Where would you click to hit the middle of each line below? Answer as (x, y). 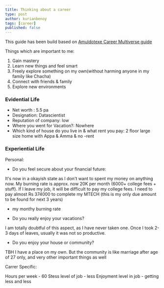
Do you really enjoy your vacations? (48, 218)
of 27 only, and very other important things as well (56, 257)
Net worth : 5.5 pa (30, 110)
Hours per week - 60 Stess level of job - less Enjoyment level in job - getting (82, 276)
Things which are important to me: (40, 51)
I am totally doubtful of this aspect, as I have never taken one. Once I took (79, 228)
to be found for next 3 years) (34, 199)
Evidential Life (23, 99)
